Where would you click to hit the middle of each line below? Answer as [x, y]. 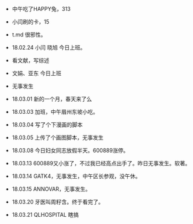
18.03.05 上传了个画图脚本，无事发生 [58, 137]
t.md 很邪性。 [29, 35]
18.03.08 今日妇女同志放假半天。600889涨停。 [70, 150]
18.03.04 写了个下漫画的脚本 [47, 125]
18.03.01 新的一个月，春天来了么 [52, 99]
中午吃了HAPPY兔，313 [41, 9]
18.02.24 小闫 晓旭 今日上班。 [49, 48]
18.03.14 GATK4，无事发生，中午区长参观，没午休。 [76, 176]
